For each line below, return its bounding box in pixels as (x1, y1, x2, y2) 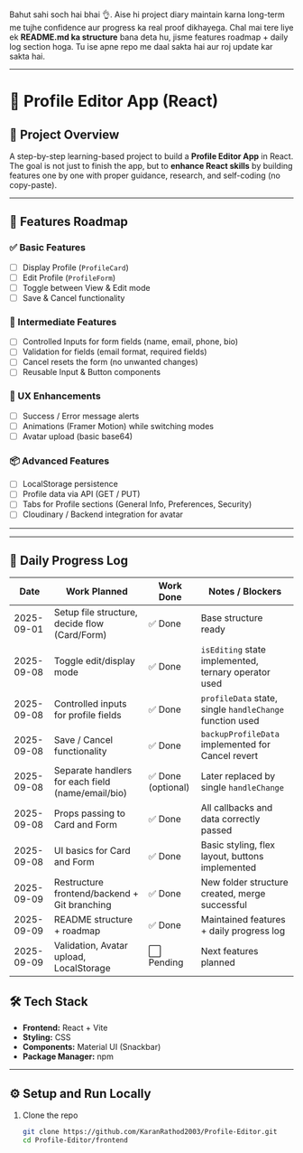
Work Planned (66, 586, 128, 598)
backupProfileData (200, 729, 280, 740)
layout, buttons (200, 850, 264, 863)
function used (200, 715, 260, 727)
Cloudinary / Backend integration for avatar (22, 509, 183, 520)
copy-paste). (9, 180, 57, 190)
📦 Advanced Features (9, 455, 110, 467)
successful (200, 899, 248, 912)
